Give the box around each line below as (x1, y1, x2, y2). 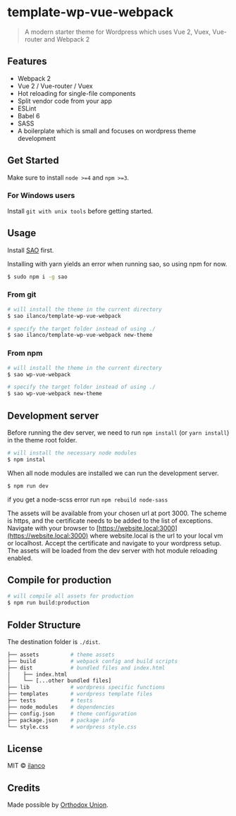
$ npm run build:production (7, 600, 90, 607)
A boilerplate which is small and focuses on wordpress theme (17, 126, 197, 135)
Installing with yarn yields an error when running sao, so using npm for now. (7, 259, 228, 268)
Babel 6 (17, 111, 40, 120)
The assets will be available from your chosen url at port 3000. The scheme (7, 509, 227, 517)
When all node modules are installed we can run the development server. (7, 469, 220, 477)
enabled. (7, 554, 33, 562)
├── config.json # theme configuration (7, 710, 137, 717)
